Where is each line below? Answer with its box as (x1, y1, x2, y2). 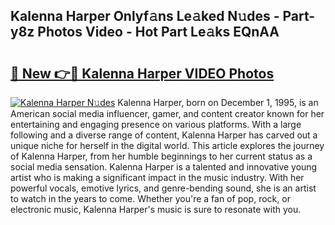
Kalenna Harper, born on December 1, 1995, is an (117, 97, 319, 108)
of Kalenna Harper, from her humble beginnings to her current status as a (10, 150, 313, 162)
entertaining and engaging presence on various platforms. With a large (10, 119, 302, 130)
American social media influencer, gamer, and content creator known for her (10, 108, 325, 119)
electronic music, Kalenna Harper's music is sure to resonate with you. (10, 204, 302, 215)
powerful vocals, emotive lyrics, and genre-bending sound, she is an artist (10, 182, 317, 194)
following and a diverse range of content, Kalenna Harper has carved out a (10, 129, 318, 141)
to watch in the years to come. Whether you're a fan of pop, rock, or (10, 193, 291, 204)
